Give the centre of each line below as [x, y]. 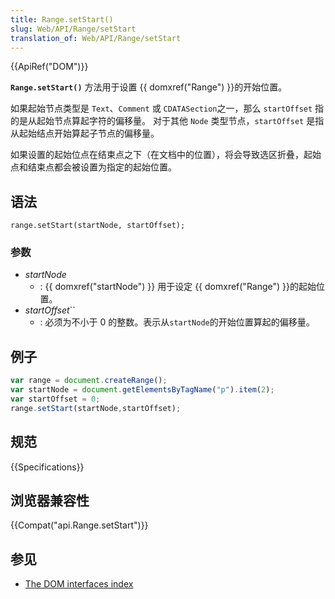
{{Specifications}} [47, 467]
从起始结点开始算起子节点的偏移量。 [85, 133]
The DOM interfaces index [79, 584]
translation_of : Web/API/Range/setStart [96, 38]
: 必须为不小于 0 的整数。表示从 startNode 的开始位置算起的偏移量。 [177, 322]
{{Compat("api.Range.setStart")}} [79, 525]
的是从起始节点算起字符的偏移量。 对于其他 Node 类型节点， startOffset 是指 [167, 121]
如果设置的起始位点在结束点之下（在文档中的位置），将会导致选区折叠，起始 [166, 155]
